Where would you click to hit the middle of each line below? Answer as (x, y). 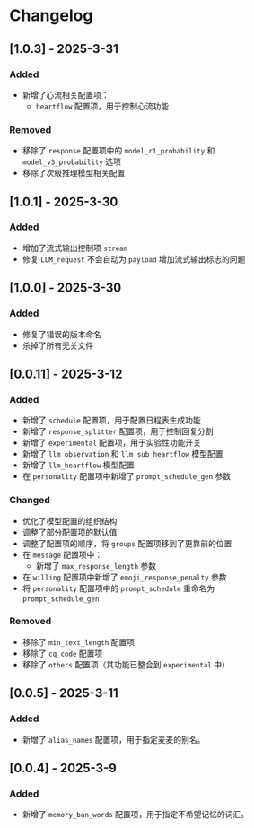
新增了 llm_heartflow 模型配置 (78, 465)
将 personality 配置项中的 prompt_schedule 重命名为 (118, 588)
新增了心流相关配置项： (66, 94)
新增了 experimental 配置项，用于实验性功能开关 (112, 443)
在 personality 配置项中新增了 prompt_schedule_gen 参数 (127, 476)
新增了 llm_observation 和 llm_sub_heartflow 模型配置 (123, 454)
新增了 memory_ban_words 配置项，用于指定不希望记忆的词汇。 (136, 815)
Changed (30, 501)
